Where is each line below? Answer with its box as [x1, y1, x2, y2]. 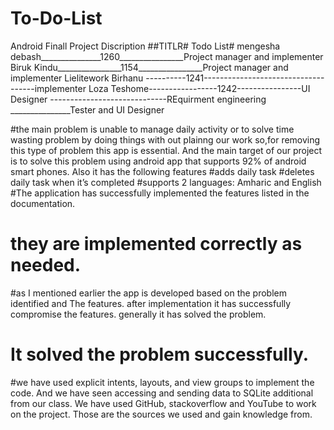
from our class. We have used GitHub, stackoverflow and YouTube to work [10, 397, 317, 409]
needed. [10, 254, 82, 277]
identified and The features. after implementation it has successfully [10, 297, 292, 309]
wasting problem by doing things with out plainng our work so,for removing [10, 133, 321, 146]
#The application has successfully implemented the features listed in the [10, 187, 310, 199]
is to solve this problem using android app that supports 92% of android [10, 155, 307, 167]
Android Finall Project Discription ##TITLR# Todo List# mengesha [10, 40, 281, 52]
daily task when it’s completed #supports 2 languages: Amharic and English [10, 176, 322, 188]
